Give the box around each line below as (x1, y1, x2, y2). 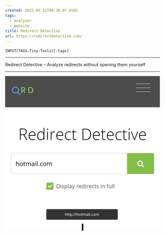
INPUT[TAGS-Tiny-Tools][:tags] (5, 49, 69, 53)
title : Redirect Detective (5, 28, 60, 34)
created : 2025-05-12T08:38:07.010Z (5, 8, 78, 13)
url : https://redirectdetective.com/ (5, 34, 82, 39)
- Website (9, 24, 29, 28)
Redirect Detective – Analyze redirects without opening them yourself (5, 62, 146, 67)
